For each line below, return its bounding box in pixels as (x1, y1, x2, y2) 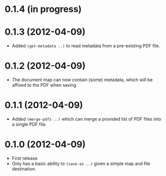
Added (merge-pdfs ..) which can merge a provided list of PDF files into (11, 116, 162, 122)
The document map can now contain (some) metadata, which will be (11, 77, 153, 83)
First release (11, 155, 38, 161)
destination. (11, 166, 36, 172)
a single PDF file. (11, 121, 47, 127)
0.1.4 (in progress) (4, 3, 82, 15)
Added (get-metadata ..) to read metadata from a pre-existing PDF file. (11, 43, 161, 49)
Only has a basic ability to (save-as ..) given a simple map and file (11, 161, 151, 167)
